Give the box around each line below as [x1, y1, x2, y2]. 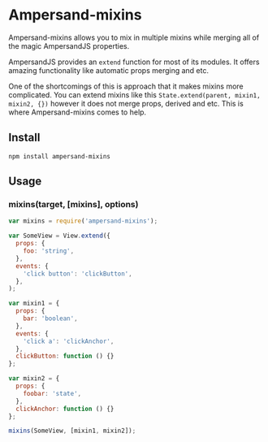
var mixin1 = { [8, 299, 60, 308]
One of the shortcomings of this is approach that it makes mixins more [8, 81, 244, 91]
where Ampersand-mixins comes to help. [8, 107, 147, 117]
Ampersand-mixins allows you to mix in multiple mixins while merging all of [8, 32, 260, 42]
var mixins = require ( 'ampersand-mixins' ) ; [8, 217, 158, 225]
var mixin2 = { [8, 375, 60, 383]
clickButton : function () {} [15, 352, 115, 361]
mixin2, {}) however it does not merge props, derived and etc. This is [8, 98, 244, 108]
